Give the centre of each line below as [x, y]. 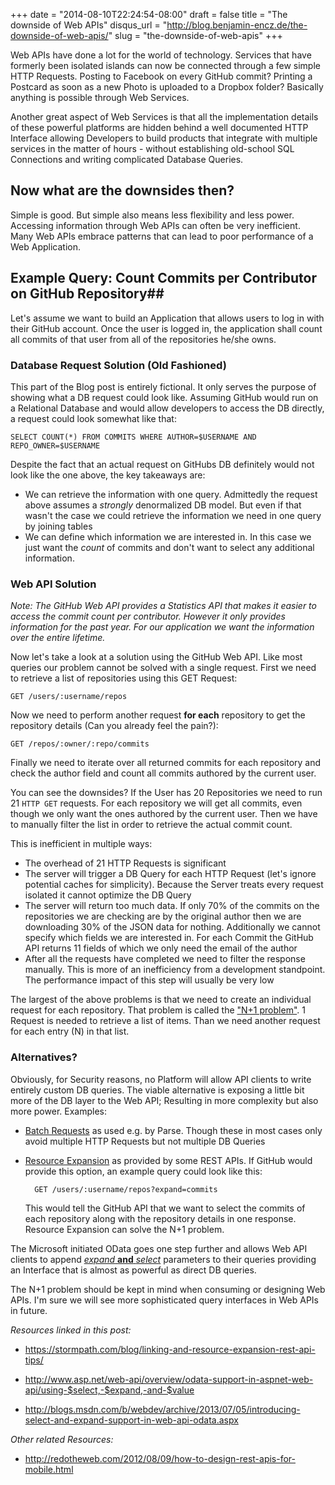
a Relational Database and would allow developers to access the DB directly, [167, 408]
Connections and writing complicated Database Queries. [127, 159]
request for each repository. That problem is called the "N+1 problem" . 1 [158, 1010]
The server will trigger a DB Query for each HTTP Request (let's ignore [170, 874]
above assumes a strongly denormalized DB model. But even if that [163, 505]
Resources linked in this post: [71, 1330]
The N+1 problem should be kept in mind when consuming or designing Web [168, 1289]
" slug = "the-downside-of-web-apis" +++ [195, 35]
